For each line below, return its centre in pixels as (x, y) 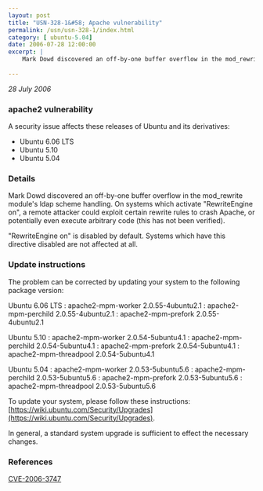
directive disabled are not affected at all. (73, 244)
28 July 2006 (30, 89)
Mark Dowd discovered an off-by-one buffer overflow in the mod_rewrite (126, 196)
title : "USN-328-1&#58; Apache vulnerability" (85, 23)
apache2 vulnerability (51, 109)
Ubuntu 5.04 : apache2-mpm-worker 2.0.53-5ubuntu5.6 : (101, 369)
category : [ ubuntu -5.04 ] (50, 37)
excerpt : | (26, 52)
